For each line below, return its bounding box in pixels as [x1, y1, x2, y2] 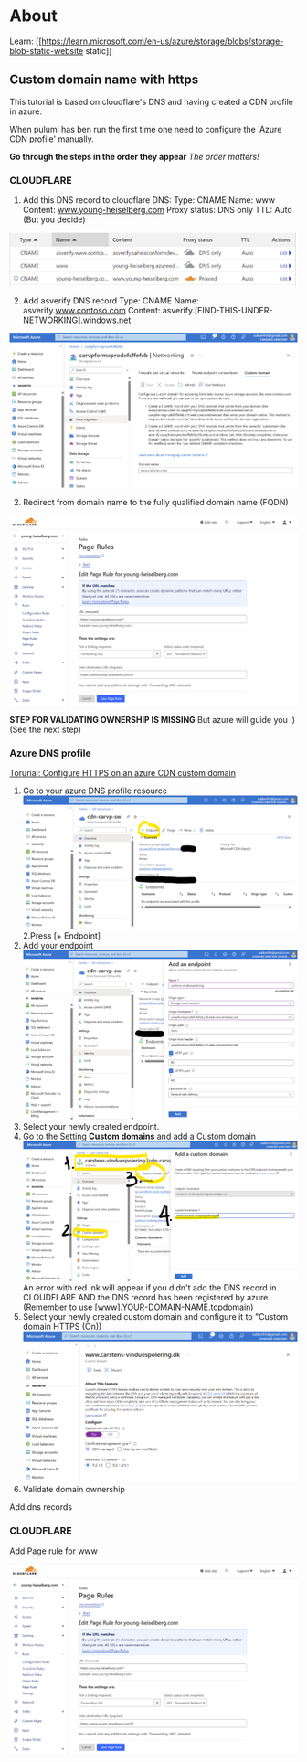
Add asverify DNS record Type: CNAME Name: [22, 294, 199, 306]
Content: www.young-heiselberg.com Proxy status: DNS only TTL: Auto [22, 205, 292, 216]
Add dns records [9, 1502, 73, 1513]
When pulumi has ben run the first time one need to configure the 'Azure [9, 123, 282, 134]
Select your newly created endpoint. [22, 1121, 160, 1132]
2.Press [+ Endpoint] [22, 929, 101, 941]
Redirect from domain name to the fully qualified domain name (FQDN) [22, 496, 290, 507]
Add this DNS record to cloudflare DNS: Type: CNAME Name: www [22, 195, 276, 206]
